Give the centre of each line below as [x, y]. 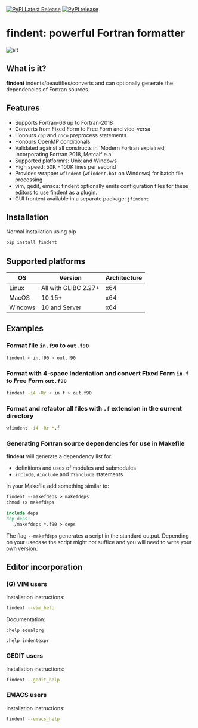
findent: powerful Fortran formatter [96, 33]
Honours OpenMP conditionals [52, 141]
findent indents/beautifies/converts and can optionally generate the [90, 83]
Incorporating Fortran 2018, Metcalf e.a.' [64, 154]
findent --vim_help [30, 608]
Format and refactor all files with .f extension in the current [94, 408]
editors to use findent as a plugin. [56, 192]
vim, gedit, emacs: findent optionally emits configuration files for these [102, 186]
